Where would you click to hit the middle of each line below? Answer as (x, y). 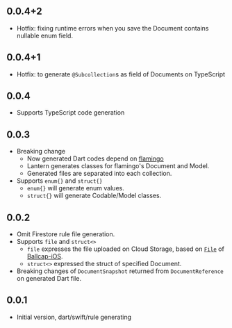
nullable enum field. (45, 35)
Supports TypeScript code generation (71, 113)
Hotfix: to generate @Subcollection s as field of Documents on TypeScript (121, 74)
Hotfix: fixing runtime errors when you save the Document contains (113, 28)
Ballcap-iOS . (45, 256)
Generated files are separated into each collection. (99, 174)
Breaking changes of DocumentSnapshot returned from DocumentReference (120, 271)
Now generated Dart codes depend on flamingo (95, 158)
